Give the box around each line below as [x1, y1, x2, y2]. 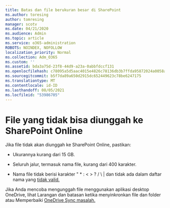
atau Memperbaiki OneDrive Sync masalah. [5, 197, 96, 203]
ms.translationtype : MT [5, 78, 56, 83]
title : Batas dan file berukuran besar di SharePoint [5, 7, 121, 13]
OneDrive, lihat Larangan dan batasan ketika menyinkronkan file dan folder [5, 192, 161, 198]
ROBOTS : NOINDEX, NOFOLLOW [5, 45, 62, 50]
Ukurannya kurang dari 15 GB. [12, 152, 75, 158]
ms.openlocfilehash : [5, 69, 49, 74]
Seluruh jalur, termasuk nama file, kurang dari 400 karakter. [12, 161, 137, 167]
